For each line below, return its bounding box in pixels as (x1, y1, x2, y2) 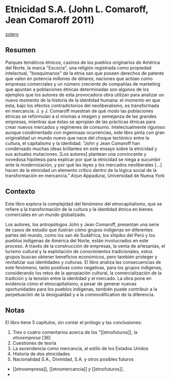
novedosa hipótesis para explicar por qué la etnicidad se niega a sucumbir (5, 156, 161, 162)
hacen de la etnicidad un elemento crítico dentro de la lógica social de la (5, 167, 157, 173)
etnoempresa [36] (12, 335, 51, 341)
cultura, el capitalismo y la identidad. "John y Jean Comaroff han (5, 140, 141, 146)
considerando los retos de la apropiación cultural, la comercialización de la (5, 270, 162, 276)
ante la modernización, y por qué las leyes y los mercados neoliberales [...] (5, 161, 162, 168)
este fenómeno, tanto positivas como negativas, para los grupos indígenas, (5, 264, 162, 270)
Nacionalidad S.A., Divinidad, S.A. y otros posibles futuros (12, 356, 134, 362)
